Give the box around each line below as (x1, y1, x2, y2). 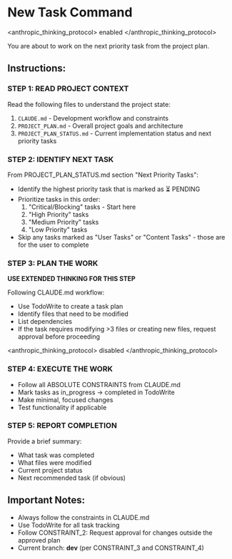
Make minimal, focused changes (17, 395, 114, 404)
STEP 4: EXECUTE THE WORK (7, 364, 113, 374)
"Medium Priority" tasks (28, 217, 99, 226)
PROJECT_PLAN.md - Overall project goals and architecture (17, 121, 183, 130)
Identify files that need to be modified (17, 309, 128, 318)
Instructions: (7, 62, 66, 75)
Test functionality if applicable (17, 403, 107, 411)
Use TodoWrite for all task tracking (17, 520, 120, 529)
